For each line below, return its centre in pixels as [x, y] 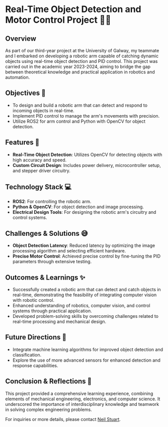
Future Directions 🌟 [36, 337]
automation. [18, 77]
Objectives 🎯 [26, 93]
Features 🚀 [22, 143]
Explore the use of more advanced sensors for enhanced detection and [87, 360]
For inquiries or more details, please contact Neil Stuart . [63, 419]
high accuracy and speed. [39, 160]
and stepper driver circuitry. [41, 170]
